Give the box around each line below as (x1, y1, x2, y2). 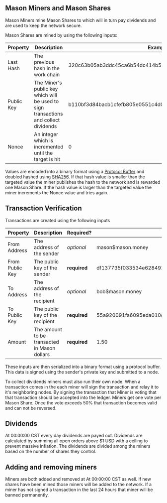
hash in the (34, 65, 60, 72)
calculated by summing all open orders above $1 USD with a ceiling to (5, 438, 148, 444)
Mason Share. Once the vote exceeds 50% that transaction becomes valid (5, 399, 158, 405)
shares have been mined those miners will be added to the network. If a (5, 482, 152, 488)
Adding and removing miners (5, 463, 97, 471)
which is (34, 137, 54, 144)
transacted (34, 338, 60, 345)
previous (34, 58, 55, 65)
